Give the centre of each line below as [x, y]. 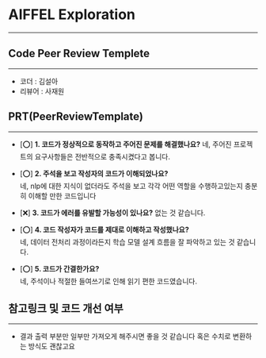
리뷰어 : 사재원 [42, 91]
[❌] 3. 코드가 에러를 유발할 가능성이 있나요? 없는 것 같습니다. [112, 213]
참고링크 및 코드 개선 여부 [66, 308]
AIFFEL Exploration [72, 15]
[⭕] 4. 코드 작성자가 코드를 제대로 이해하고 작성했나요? [104, 229]
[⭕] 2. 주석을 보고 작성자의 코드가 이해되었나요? [94, 173]
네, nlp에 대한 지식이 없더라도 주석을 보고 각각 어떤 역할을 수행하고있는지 [131, 186]
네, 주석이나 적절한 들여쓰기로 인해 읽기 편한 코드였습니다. [108, 281]
